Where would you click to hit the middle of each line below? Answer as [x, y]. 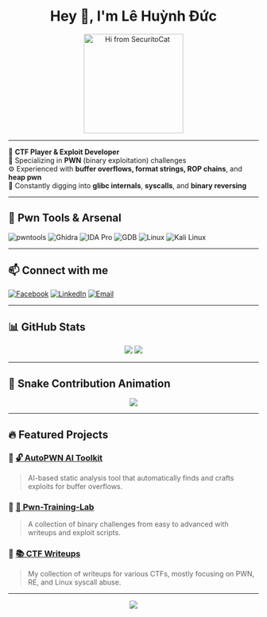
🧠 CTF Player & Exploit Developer [64, 152]
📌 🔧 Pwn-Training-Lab [51, 507]
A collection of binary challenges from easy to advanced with [128, 524]
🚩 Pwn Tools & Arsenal [65, 218]
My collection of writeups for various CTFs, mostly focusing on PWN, [141, 574]
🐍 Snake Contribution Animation [89, 383]
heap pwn [25, 177]
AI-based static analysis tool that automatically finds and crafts [131, 478]
